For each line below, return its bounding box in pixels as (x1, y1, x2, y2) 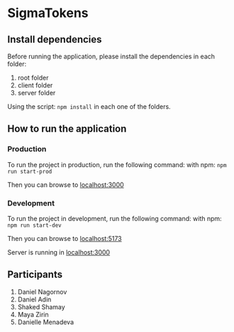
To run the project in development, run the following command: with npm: (7, 214, 222, 223)
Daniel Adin (17, 295, 52, 304)
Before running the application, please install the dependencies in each (7, 52, 215, 60)
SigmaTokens (7, 5, 89, 21)
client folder (17, 81, 53, 90)
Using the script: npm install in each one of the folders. (7, 102, 172, 111)
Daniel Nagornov (17, 287, 67, 296)
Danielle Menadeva (17, 318, 74, 326)
